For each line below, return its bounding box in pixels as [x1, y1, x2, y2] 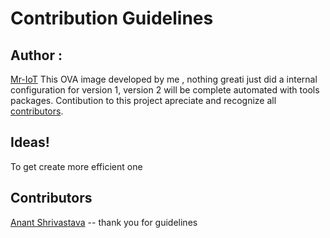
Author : [10, 47, 63, 64]
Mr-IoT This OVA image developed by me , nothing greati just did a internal [10, 73, 318, 85]
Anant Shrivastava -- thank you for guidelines [10, 216, 198, 228]
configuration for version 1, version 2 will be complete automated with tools [10, 84, 320, 96]
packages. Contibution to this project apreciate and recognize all [10, 95, 277, 106]
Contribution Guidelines [10, 7, 214, 30]
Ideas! [10, 134, 50, 151]
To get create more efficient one [10, 160, 143, 172]
